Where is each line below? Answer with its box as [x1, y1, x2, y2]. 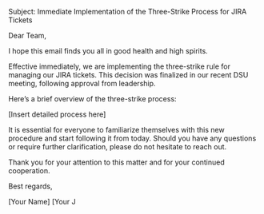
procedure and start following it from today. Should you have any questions [8, 133, 257, 143]
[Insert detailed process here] [8, 109, 106, 119]
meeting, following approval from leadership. [8, 79, 156, 88]
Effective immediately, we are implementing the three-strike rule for [8, 61, 230, 71]
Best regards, [8, 181, 53, 191]
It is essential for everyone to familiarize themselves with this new [8, 125, 226, 134]
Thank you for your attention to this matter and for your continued [8, 157, 226, 167]
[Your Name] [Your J [8, 197, 76, 206]
